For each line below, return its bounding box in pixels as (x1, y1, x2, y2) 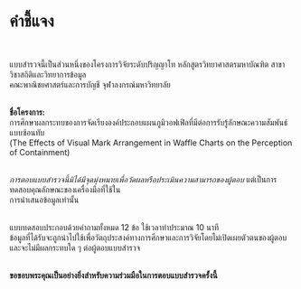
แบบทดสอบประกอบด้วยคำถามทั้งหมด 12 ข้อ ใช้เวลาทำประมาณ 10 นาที (9, 221, 220, 232)
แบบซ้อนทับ (9, 126, 45, 137)
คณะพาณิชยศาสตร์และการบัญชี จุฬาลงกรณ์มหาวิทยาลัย (9, 79, 172, 89)
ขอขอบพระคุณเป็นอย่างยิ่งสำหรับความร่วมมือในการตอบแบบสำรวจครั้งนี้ (9, 269, 218, 281)
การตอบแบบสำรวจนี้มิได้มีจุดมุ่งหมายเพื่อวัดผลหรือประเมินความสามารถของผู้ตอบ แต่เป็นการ (9, 173, 277, 184)
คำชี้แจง (9, 11, 54, 32)
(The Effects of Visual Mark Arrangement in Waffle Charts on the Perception (9, 137, 293, 148)
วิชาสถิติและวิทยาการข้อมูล (9, 69, 87, 79)
